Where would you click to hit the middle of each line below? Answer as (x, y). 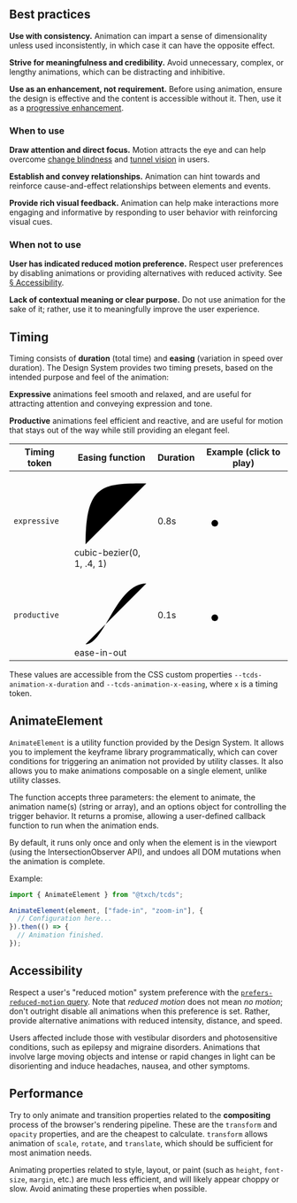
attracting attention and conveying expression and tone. (111, 404)
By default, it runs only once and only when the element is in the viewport (143, 842)
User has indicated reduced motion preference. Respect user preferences (146, 264)
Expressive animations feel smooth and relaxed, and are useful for (130, 395)
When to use (37, 130)
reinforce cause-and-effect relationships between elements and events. (140, 186)
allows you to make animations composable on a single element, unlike (138, 770)
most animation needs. (51, 1153)
